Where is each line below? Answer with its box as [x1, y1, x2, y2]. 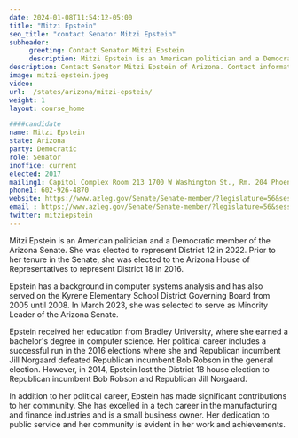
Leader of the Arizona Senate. [9, 308, 119, 320]
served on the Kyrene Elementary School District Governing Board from [9, 290, 271, 300]
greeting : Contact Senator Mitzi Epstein [28, 46, 184, 55]
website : [9, 195, 42, 203]
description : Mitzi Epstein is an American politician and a [28, 54, 260, 63]
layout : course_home [9, 104, 86, 113]
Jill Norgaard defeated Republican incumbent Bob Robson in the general [9, 354, 273, 365]
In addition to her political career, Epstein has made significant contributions [9, 390, 287, 401]
